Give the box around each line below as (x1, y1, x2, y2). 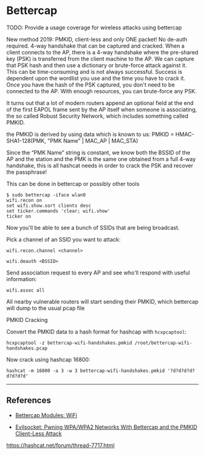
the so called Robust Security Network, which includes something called (6, 112, 189, 120)
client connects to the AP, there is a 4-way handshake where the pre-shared (6, 48, 198, 56)
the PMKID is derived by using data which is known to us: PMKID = (6, 131, 174, 138)
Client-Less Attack (15, 429, 62, 437)
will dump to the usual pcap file (6, 304, 85, 312)
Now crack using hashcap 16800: (6, 356, 90, 363)
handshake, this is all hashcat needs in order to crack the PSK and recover (6, 162, 193, 169)
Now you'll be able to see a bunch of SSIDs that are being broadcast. (6, 224, 180, 231)
